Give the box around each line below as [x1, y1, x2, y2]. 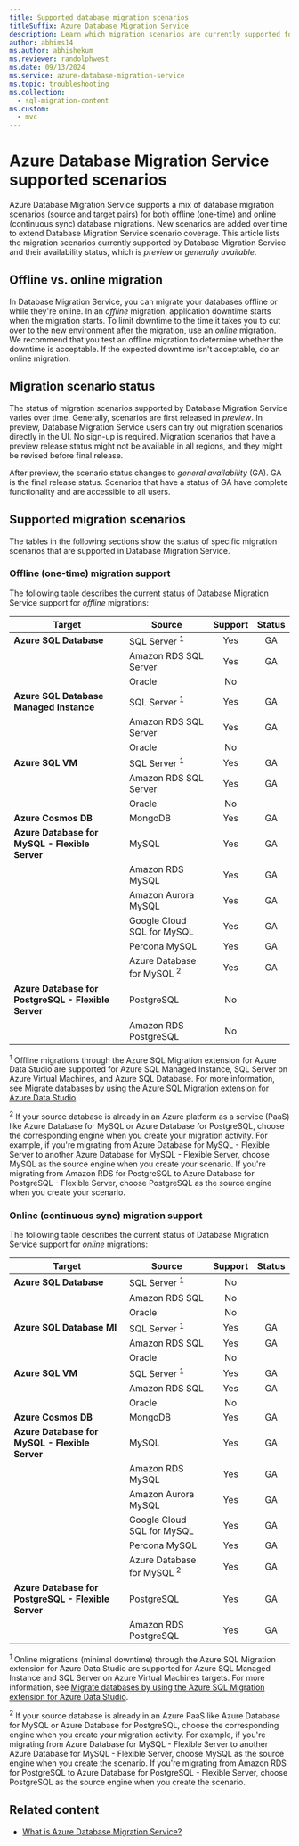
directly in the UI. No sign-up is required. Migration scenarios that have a [9, 431, 276, 441]
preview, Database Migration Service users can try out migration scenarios [9, 421, 283, 433]
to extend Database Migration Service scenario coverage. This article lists [9, 228, 280, 239]
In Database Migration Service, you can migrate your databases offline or [9, 296, 279, 307]
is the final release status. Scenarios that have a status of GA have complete [9, 476, 288, 487]
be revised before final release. [9, 449, 124, 460]
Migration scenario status [9, 379, 156, 394]
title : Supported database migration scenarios [9, 12, 190, 22]
